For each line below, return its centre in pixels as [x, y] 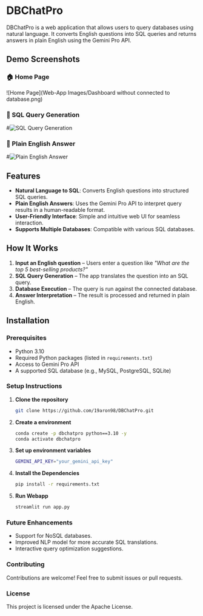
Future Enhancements [39, 523]
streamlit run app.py [42, 507]
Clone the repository [42, 399]
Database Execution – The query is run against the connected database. [106, 288]
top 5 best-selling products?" [52, 269]
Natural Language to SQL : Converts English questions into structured [102, 191]
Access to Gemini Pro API [47, 364]
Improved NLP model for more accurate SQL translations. [87, 542]
